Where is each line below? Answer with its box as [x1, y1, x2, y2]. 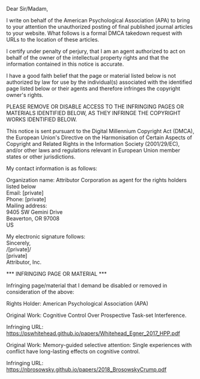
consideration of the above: [6, 289, 74, 295]
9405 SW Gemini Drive [6, 208, 63, 216]
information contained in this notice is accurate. [6, 60, 124, 67]
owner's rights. [6, 92, 44, 98]
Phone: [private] [6, 196, 46, 202]
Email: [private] [6, 189, 44, 196]
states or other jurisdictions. [6, 153, 76, 160]
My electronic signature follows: [6, 233, 86, 240]
